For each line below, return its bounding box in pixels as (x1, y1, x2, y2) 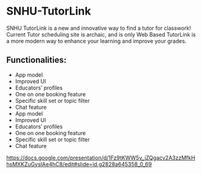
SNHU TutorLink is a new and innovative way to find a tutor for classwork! (6, 24, 192, 32)
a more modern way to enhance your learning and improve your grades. (6, 37, 187, 44)
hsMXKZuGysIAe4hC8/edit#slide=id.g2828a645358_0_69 (6, 160, 152, 168)
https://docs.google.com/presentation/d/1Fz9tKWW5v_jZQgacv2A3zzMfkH (6, 154, 196, 161)
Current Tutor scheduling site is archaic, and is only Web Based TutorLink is (6, 30, 196, 38)
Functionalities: (6, 55, 67, 65)
